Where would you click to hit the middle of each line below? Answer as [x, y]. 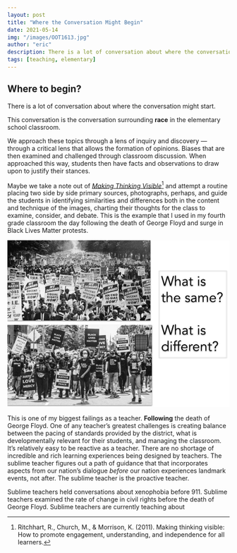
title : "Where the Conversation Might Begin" [75, 22]
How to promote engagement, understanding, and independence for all [121, 535]
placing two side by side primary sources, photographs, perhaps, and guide [117, 193]
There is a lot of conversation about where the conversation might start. [112, 106]
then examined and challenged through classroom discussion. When [107, 156]
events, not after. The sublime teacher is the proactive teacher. [98, 478]
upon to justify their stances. [49, 171]
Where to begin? [44, 89]
